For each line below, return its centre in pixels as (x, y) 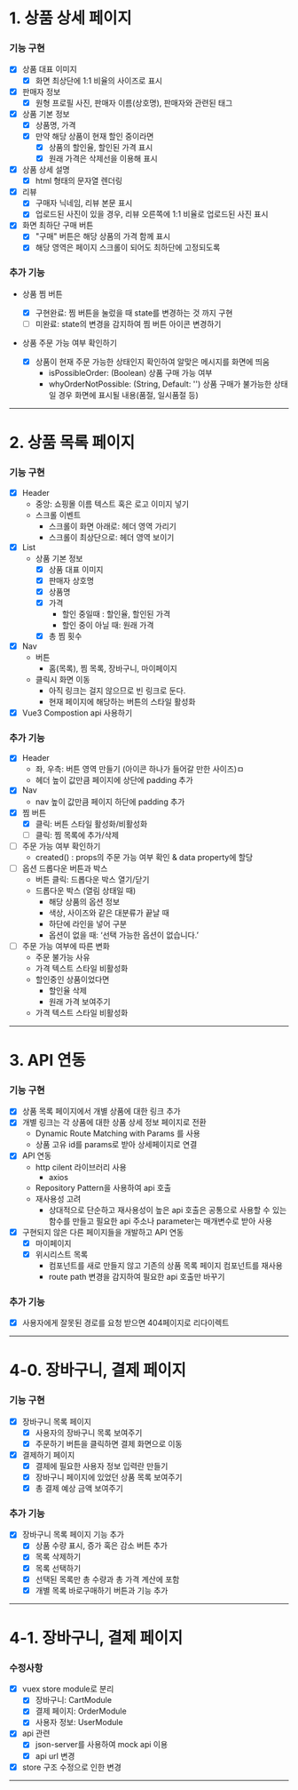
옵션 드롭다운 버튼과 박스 (65, 868)
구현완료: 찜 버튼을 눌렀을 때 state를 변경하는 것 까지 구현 (134, 313)
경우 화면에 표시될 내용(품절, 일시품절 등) (129, 396)
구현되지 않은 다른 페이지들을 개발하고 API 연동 (103, 1232)
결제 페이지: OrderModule (81, 1711)
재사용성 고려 (58, 1199)
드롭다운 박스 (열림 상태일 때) (86, 891)
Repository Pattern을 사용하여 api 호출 (103, 1187)
